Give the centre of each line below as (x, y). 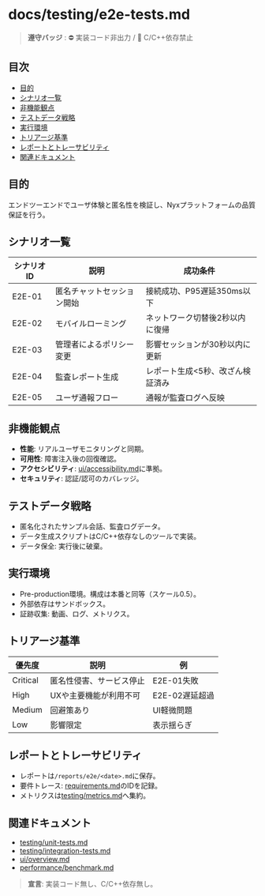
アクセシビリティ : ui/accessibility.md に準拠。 (93, 469)
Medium (27, 710)
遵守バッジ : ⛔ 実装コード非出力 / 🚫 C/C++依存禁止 (110, 37)
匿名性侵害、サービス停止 (97, 680)
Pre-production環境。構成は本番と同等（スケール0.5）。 (110, 593)
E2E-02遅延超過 (183, 695)
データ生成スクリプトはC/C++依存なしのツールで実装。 (110, 536)
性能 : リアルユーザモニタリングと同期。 (84, 449)
